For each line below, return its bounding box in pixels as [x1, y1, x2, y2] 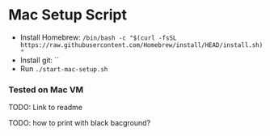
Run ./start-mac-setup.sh [19, 63, 108, 74]
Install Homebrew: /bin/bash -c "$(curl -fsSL [19, 32, 177, 42]
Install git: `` [19, 55, 60, 65]
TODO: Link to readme [8, 103, 83, 113]
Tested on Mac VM [8, 83, 84, 95]
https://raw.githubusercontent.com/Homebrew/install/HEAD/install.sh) [19, 40, 264, 49]
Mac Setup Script [8, 6, 128, 24]
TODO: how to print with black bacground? [8, 118, 151, 128]
